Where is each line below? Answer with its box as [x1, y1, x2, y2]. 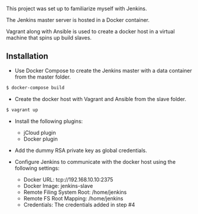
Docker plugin [23, 135, 58, 142]
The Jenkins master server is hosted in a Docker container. [6, 17, 150, 23]
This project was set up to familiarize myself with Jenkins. [6, 5, 147, 12]
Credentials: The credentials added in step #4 [23, 201, 135, 208]
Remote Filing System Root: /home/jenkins [23, 189, 127, 196]
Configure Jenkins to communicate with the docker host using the [14, 158, 176, 165]
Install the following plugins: [14, 118, 83, 125]
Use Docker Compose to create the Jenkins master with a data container [14, 67, 192, 74]
